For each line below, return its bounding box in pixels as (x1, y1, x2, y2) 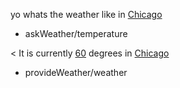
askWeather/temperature (24, 28, 128, 39)
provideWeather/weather (24, 67, 128, 78)
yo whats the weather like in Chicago (10, 9, 163, 20)
